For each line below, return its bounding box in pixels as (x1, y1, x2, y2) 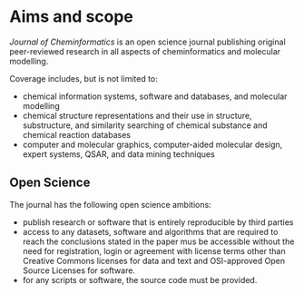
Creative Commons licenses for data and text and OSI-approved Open (22, 255, 286, 266)
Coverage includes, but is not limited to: (9, 73, 159, 83)
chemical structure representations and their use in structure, (22, 110, 252, 121)
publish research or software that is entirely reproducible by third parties (22, 216, 294, 228)
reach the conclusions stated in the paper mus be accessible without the (22, 236, 295, 247)
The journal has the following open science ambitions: (9, 199, 211, 210)
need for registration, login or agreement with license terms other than (22, 245, 286, 256)
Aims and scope (9, 6, 134, 27)
